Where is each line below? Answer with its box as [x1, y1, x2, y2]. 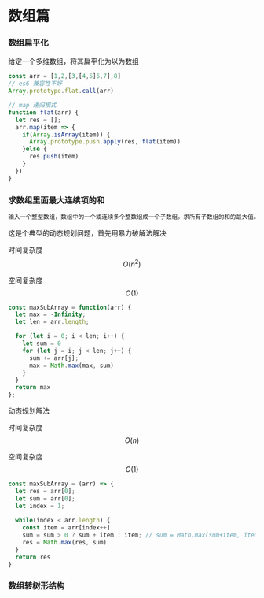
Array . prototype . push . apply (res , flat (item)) [28, 138, 181, 146]
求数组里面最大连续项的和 [8, 195, 105, 206]
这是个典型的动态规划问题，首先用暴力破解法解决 [8, 228, 167, 237]
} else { [22, 145, 47, 154]
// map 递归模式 [8, 102, 57, 110]
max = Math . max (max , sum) [28, 362, 114, 370]
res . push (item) [28, 153, 79, 161]
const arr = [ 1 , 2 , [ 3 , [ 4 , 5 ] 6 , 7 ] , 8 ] [8, 72, 122, 80]
